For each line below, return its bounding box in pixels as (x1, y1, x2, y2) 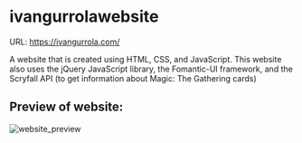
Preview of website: (9, 100, 124, 115)
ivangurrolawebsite (9, 6, 159, 27)
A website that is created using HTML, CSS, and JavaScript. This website (9, 53, 282, 64)
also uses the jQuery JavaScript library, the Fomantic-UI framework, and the (9, 63, 294, 74)
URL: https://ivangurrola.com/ (9, 36, 120, 47)
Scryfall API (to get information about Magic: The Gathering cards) (9, 72, 258, 83)
